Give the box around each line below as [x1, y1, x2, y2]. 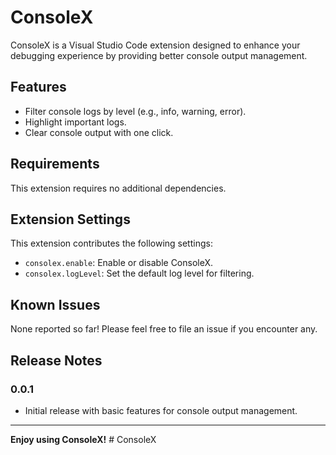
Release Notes [10, 352, 103, 369]
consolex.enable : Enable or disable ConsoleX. [24, 257, 214, 269]
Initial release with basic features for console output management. [24, 404, 298, 416]
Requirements [10, 156, 100, 173]
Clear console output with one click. [24, 126, 174, 138]
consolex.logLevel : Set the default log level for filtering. [24, 267, 255, 280]
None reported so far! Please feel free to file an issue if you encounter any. [10, 323, 318, 335]
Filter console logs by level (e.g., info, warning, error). [24, 105, 247, 117]
